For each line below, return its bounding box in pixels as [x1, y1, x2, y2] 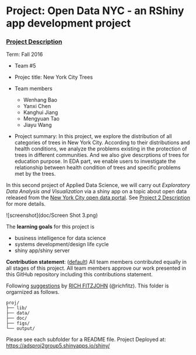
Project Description [6, 38, 63, 46]
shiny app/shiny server [14, 247, 70, 254]
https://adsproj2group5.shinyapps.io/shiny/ [6, 342, 110, 349]
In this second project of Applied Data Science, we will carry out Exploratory [6, 182, 190, 189]
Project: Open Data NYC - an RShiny [6, 4, 184, 18]
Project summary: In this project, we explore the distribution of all [14, 133, 172, 140]
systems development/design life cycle [14, 241, 109, 248]
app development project [6, 16, 131, 30]
